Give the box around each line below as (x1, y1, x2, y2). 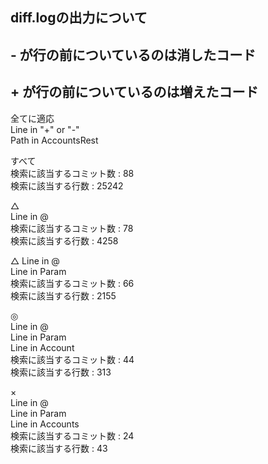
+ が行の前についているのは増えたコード (10, 84, 259, 101)
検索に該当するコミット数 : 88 (10, 167, 135, 179)
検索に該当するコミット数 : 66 (10, 277, 135, 289)
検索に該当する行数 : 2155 (10, 289, 117, 302)
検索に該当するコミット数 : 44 (10, 353, 135, 365)
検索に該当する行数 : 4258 (10, 234, 119, 247)
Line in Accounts (10, 418, 80, 430)
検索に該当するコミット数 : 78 (10, 222, 134, 234)
